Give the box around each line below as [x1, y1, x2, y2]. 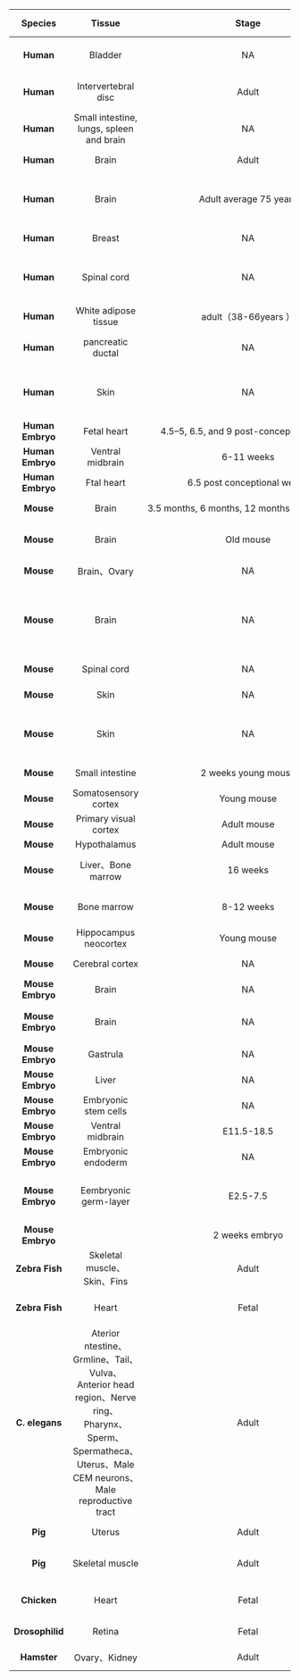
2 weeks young [200, 767, 265, 779]
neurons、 [95, 1472, 139, 1484]
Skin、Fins [83, 1275, 129, 1287]
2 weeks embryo [212, 1229, 284, 1241]
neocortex [84, 938, 128, 949]
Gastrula [87, 1049, 123, 1060]
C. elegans [15, 1417, 62, 1428]
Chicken [21, 1594, 57, 1606]
